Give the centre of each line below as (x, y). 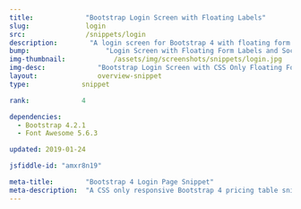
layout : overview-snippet (86, 76)
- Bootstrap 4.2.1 (52, 125)
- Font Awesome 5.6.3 (58, 134)
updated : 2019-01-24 (48, 150)
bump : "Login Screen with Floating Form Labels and (144, 51)
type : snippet (60, 84)
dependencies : (36, 117)
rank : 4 (48, 100)
